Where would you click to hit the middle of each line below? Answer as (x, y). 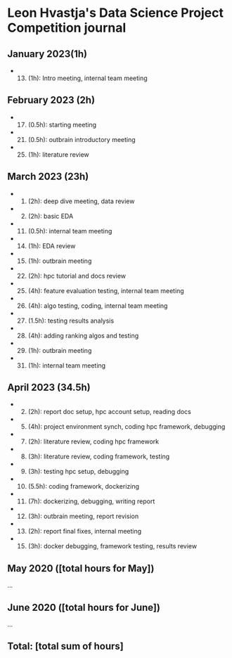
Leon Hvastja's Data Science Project (115, 13)
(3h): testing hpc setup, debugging (78, 472)
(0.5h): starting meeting (62, 124)
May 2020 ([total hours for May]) (81, 568)
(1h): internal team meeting (67, 365)
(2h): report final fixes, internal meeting (85, 531)
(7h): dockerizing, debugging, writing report (91, 501)
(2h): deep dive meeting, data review (81, 201)
